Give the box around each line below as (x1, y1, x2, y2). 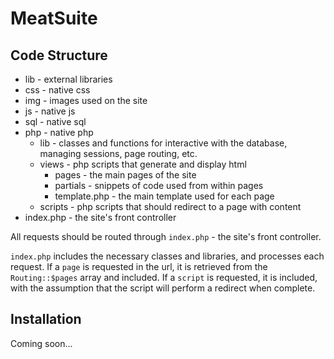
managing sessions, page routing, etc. (39, 148, 198, 159)
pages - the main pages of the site (54, 169, 197, 181)
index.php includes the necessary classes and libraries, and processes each (10, 250, 325, 262)
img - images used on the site (24, 95, 148, 106)
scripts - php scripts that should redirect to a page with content (39, 201, 302, 212)
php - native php (24, 127, 94, 138)
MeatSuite (10, 7, 98, 30)
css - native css (24, 84, 91, 96)
